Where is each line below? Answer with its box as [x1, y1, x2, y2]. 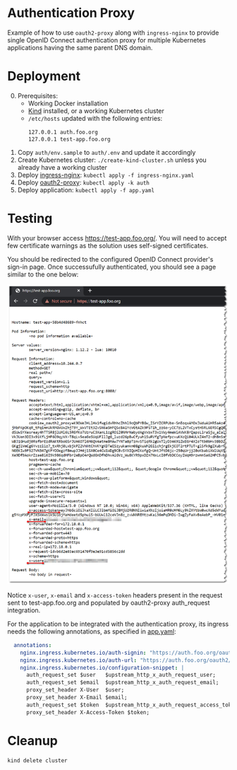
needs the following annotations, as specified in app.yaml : [7, 627, 176, 636]
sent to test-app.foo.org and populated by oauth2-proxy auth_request [7, 598, 210, 607]
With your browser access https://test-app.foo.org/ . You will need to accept [7, 233, 227, 242]
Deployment [7, 69, 81, 84]
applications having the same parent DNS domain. [7, 43, 153, 52]
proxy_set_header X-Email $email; [25, 694, 128, 701]
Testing [7, 211, 53, 227]
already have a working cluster [17, 163, 108, 171]
